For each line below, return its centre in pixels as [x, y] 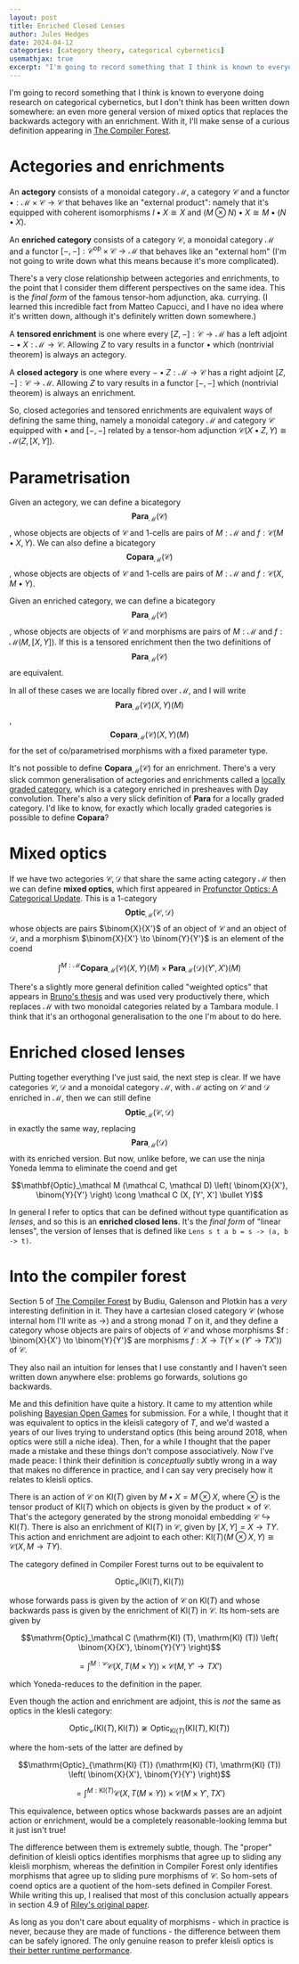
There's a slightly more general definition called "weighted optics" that [139, 987]
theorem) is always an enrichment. [73, 393]
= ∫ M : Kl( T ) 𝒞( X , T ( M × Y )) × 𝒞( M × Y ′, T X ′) [151, 1792]
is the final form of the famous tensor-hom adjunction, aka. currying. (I [139, 297]
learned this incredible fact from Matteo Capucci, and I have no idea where [146, 307]
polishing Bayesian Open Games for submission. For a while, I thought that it [149, 1413]
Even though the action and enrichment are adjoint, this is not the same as [145, 1701]
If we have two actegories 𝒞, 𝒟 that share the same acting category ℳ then [148, 878]
